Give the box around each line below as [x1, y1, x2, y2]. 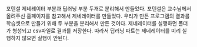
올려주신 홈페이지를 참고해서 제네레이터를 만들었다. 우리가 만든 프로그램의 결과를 [6, 12, 190, 19]
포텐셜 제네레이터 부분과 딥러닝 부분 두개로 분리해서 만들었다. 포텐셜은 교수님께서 [6, 5, 192, 12]
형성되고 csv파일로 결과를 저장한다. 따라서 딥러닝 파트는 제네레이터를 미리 [12, 27, 181, 34]
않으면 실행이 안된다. [21, 35, 69, 41]
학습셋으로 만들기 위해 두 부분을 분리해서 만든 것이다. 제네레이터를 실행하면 [6, 20, 178, 26]
